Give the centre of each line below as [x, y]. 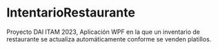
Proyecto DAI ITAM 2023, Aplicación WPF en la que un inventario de [103, 32]
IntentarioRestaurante [71, 13]
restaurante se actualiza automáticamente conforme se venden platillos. [109, 39]
